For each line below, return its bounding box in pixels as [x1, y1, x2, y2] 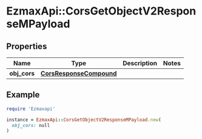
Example [6, 89, 40, 100]
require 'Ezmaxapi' [6, 106, 56, 112]
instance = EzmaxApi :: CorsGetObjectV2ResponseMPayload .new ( [6, 117, 162, 123]
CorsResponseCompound [40, 69, 117, 77]
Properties [6, 41, 47, 51]
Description [123, 59, 158, 67]
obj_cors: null [12, 122, 50, 128]
